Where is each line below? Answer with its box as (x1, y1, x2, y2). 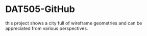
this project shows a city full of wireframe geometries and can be (5, 20, 142, 26)
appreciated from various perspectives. (5, 25, 88, 31)
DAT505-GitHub (5, 3, 75, 15)
